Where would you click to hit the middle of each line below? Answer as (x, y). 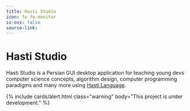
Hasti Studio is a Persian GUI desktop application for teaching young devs (95, 73)
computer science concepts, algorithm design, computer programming (92, 79)
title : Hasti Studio (31, 11)
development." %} (28, 103)
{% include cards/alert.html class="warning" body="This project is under (94, 96)
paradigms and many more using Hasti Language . (66, 85)
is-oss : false (23, 22)
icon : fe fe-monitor (31, 17)
